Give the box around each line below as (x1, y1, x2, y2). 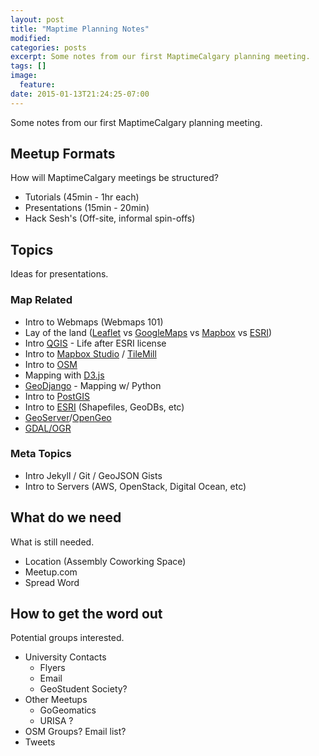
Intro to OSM (24, 358, 78, 370)
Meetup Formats (10, 146, 116, 163)
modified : (10, 33, 52, 43)
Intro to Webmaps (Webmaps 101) (24, 316, 164, 328)
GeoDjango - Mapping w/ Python (24, 379, 162, 391)
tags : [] (10, 61, 47, 71)
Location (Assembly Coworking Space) (24, 555, 187, 567)
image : (10, 71, 38, 81)
